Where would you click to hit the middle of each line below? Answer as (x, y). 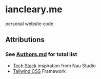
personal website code (29, 24)
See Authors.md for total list (41, 54)
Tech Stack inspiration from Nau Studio (54, 66)
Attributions (25, 40)
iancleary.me (34, 9)
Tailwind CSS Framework (39, 71)
